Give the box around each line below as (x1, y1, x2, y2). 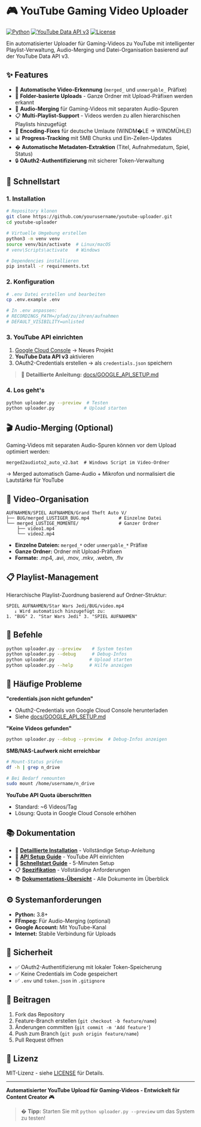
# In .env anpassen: (6, 308, 58, 314)
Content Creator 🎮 (6, 1093, 55, 1101)
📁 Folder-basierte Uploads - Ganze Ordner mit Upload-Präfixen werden (14, 92, 193, 99)
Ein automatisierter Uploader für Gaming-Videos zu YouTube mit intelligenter (6, 40, 195, 47)
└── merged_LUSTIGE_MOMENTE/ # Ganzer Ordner (6, 520, 160, 526)
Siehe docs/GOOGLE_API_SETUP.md (14, 712, 106, 720)
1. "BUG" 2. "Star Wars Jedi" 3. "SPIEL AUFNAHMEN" (6, 613, 138, 619)
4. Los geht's (6, 386, 45, 395)
